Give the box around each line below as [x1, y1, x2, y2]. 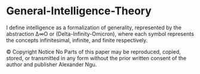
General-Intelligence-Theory [6, 4, 152, 18]
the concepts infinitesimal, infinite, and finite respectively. [6, 36, 148, 44]
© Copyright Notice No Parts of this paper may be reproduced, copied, [6, 48, 181, 55]
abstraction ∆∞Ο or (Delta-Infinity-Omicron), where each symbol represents [6, 30, 194, 37]
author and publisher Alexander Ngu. [6, 61, 97, 68]
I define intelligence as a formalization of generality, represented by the [6, 24, 182, 31]
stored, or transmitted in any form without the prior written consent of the [6, 54, 187, 61]
